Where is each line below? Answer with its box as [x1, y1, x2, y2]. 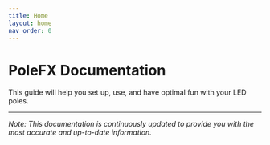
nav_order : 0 [8, 26, 52, 34]
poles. [8, 96, 29, 106]
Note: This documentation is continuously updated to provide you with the [8, 119, 255, 129]
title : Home [8, 11, 48, 20]
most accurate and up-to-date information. [8, 127, 153, 137]
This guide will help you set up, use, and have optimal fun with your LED [8, 87, 247, 97]
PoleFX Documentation [8, 61, 166, 79]
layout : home [8, 19, 52, 27]
